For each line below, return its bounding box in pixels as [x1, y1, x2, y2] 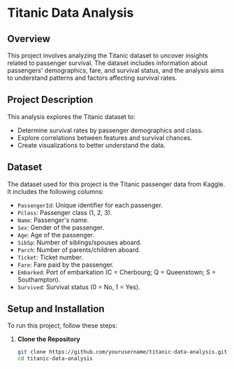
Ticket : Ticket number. [17, 253, 84, 261]
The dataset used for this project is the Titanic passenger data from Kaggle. [7, 180, 226, 188]
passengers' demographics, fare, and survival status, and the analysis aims [7, 67, 225, 74]
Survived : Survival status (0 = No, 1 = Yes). [17, 282, 141, 291]
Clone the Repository [17, 335, 80, 344]
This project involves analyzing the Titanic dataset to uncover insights [7, 51, 208, 60]
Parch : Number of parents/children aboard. [17, 245, 141, 253]
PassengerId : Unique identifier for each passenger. [17, 201, 163, 209]
